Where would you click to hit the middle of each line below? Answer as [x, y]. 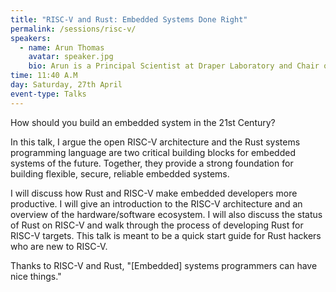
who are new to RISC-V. [59, 246]
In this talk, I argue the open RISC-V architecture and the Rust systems [155, 142]
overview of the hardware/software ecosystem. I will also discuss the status [166, 214]
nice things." [36, 276]
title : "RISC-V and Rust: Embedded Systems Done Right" [129, 19]
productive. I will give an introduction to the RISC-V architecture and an [156, 203]
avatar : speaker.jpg [71, 57]
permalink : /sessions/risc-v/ [73, 29]
